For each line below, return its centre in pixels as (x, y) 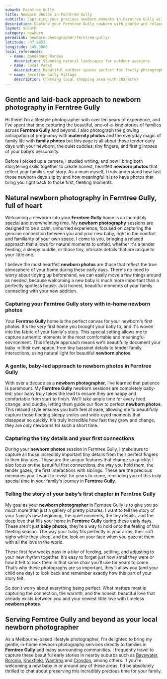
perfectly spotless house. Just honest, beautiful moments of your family (79, 286)
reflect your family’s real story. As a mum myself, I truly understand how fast (83, 171)
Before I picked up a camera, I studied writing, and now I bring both (74, 161)
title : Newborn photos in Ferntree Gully (49, 14)
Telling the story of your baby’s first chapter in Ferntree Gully (80, 494)
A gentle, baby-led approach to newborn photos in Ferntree (78, 366)
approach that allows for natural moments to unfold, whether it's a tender (80, 244)
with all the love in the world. (35, 542)
